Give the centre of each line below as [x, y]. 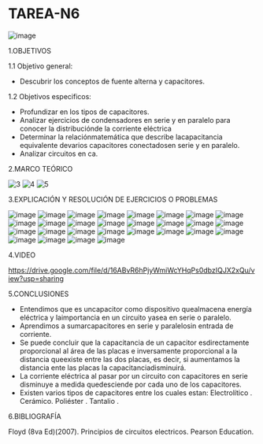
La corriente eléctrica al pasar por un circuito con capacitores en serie [133, 376]
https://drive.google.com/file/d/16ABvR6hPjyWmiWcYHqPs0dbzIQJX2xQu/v [131, 270]
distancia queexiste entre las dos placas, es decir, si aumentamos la [130, 359]
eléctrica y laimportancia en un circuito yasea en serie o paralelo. [126, 317]
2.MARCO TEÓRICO [41, 168]
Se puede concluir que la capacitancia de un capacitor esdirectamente [134, 342]
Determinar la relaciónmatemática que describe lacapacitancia [121, 137]
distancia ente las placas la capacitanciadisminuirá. [103, 368]
